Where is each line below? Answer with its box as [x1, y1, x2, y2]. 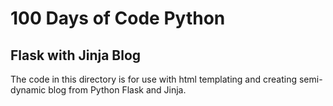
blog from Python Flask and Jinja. [48, 84, 187, 96]
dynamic [10, 84, 47, 96]
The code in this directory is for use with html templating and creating [10, 73, 298, 85]
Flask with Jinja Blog [10, 47, 142, 64]
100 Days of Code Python [10, 7, 226, 30]
